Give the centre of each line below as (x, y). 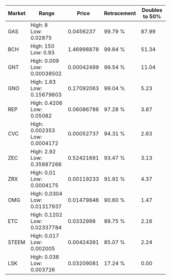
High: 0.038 (45, 257)
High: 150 (42, 46)
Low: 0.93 (42, 52)
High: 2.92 (43, 151)
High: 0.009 (45, 61)
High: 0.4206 (46, 103)
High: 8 (39, 25)
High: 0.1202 (46, 215)
